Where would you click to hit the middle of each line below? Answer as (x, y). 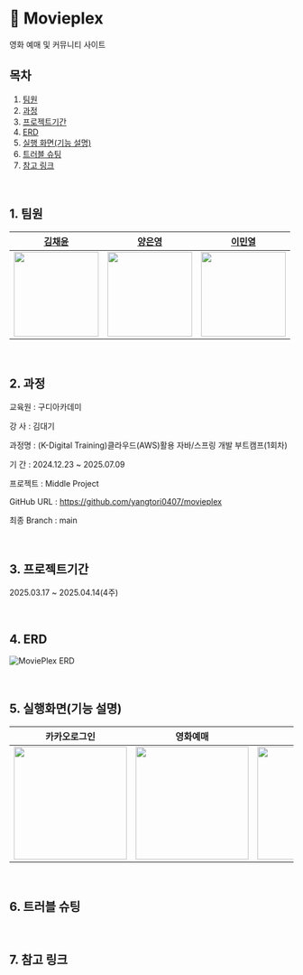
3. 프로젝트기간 (49, 569)
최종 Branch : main (44, 520)
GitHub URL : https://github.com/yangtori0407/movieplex (116, 502)
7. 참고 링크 (39, 960)
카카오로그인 (70, 737)
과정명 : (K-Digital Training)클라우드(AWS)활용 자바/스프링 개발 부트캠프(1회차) (149, 445)
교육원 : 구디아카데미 (46, 407)
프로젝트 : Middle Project (54, 484)
